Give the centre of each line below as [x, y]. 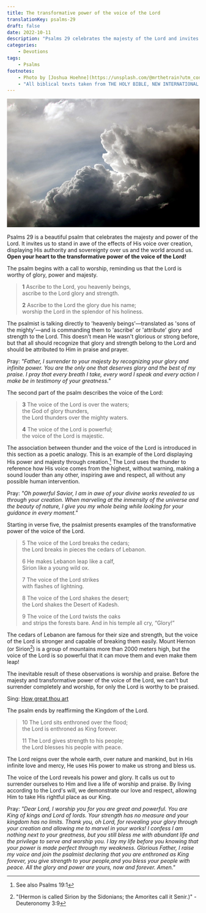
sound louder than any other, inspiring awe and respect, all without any [96, 475]
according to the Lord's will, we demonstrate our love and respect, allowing [102, 790]
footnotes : [21, 71]
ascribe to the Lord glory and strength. [71, 293]
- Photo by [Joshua [43, 77]
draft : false [24, 26]
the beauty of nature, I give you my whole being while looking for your [95, 506]
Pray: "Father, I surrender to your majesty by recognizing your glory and [98, 362]
